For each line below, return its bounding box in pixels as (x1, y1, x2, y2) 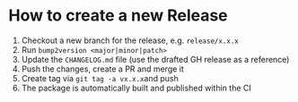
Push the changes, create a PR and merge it (21, 64, 185, 74)
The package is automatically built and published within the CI (21, 82, 252, 93)
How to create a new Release (8, 5, 228, 26)
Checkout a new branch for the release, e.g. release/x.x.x (21, 35, 240, 46)
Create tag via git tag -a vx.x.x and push (21, 72, 179, 83)
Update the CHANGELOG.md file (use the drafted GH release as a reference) (21, 54, 290, 64)
